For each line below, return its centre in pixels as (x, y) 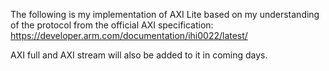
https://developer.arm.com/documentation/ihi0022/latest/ (129, 35)
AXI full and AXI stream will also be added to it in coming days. (139, 55)
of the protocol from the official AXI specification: (112, 25)
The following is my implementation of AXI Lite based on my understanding (165, 14)
